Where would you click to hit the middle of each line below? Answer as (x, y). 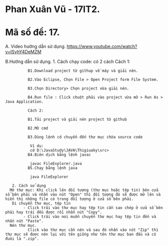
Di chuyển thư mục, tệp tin (41, 204)
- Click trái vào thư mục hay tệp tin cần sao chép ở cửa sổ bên (93, 208)
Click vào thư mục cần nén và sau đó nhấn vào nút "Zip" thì (93, 230)
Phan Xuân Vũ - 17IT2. (53, 9)
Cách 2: (35, 111)
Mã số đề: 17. (32, 33)
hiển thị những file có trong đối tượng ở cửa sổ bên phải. (70, 199)
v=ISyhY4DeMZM (23, 52)
